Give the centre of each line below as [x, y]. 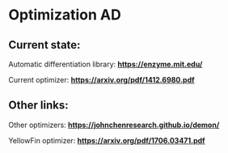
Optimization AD [65, 15]
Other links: [38, 106]
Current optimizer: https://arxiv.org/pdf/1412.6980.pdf [102, 80]
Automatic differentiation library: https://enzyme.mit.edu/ [106, 64]
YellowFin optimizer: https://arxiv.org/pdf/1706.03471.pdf [107, 140]
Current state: [44, 45]
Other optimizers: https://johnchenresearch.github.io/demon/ [114, 125]
